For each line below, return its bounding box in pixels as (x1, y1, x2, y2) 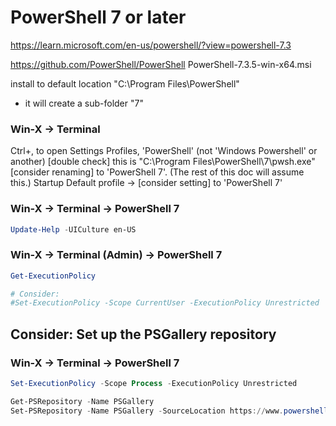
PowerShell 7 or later (10, 6, 187, 29)
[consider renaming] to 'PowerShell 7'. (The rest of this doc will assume (10, 166, 305, 178)
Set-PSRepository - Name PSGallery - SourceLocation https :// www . (10, 406, 284, 416)
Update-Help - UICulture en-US (10, 224, 137, 235)
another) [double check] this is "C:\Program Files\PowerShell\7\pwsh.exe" (10, 156, 316, 168)
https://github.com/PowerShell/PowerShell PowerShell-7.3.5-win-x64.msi (10, 58, 312, 70)
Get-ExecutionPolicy (10, 271, 97, 281)
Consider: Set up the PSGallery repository (10, 326, 277, 343)
